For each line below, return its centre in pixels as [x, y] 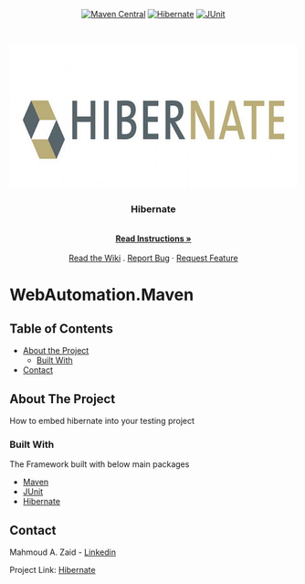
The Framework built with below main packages [100, 464]
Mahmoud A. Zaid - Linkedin [63, 552]
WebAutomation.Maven [102, 295]
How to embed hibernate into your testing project [102, 421]
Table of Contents [62, 329]
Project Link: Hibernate [53, 570]
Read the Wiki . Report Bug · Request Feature [153, 258]
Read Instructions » [153, 239]
